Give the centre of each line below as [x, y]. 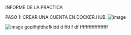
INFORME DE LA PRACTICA [34, 7]
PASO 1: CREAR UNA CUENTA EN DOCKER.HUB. [56, 17]
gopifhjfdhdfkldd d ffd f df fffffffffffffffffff [66, 27]
